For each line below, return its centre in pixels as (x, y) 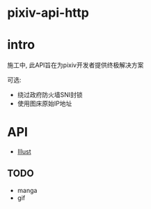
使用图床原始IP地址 (45, 103)
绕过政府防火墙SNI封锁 (50, 95)
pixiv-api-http (48, 13)
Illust (24, 152)
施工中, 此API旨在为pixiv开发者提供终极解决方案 (75, 65)
